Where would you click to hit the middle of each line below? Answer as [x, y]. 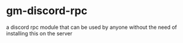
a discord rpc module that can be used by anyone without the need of [91, 27]
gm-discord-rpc [47, 11]
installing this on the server [39, 33]
